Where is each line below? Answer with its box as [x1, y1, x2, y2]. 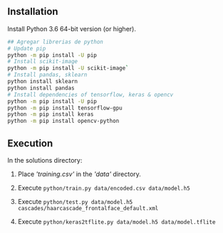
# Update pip [7, 45, 46, 52]
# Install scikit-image [7, 58, 78, 65]
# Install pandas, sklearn [7, 71, 88, 79]
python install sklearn [7, 78, 78, 85]
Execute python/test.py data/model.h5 [17, 197, 133, 205]
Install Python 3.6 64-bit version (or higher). [7, 24, 137, 33]
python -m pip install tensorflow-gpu [7, 104, 123, 112]
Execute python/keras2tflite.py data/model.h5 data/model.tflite [17, 217, 216, 226]
